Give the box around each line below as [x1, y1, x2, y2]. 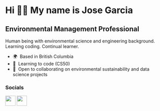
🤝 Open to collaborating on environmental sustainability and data [12, 66, 150, 72]
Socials [5, 84, 24, 91]
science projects [12, 72, 48, 77]
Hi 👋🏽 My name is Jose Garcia [5, 5, 133, 16]
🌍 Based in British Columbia [12, 53, 74, 60]
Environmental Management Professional [5, 25, 140, 33]
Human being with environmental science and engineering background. [5, 38, 155, 44]
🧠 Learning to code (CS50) [12, 61, 70, 67]
